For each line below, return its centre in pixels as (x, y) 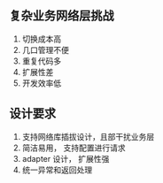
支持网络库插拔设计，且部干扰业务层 (88, 136)
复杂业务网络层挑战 (62, 16)
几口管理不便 (45, 50)
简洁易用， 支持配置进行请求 (74, 148)
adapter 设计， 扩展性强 (66, 158)
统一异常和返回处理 (57, 170)
